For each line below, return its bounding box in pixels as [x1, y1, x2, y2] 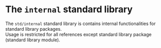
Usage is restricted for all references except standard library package [5, 31, 152, 37]
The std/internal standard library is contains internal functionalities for [5, 20, 156, 27]
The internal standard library [5, 4, 133, 15]
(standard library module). [5, 37, 60, 43]
